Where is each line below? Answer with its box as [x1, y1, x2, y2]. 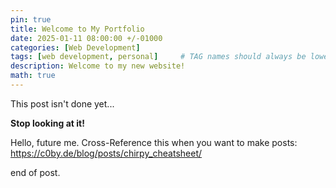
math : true [10, 71, 56, 81]
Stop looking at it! [10, 117, 85, 129]
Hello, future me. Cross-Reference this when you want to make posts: [10, 136, 298, 148]
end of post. [10, 166, 61, 178]
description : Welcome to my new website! [10, 61, 186, 71]
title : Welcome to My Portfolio [10, 24, 145, 34]
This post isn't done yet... [10, 97, 115, 110]
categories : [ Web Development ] [10, 42, 141, 53]
